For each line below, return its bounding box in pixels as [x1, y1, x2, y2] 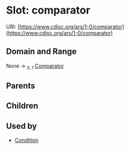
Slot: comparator [6, 4, 91, 17]
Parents [6, 80, 35, 90]
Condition [14, 137, 39, 144]
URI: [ [6, 23, 20, 30]
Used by [6, 121, 37, 131]
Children [6, 101, 38, 111]
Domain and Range [6, 47, 77, 57]
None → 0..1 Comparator [6, 62, 64, 71]
